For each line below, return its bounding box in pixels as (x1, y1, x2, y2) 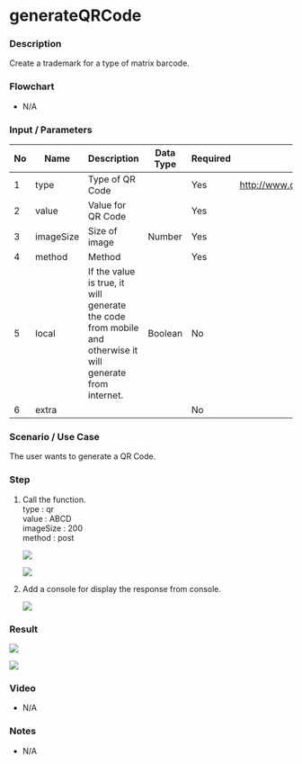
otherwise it (88, 344, 138, 356)
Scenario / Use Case (9, 431, 101, 443)
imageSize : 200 (22, 523, 84, 534)
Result (9, 623, 39, 635)
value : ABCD (22, 513, 72, 524)
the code (88, 310, 126, 323)
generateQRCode (9, 5, 142, 26)
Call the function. (22, 494, 86, 505)
